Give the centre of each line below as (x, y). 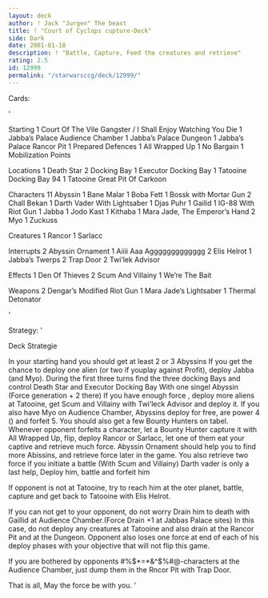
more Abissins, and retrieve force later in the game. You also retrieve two (128, 455)
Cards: (19, 98)
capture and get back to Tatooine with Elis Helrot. (90, 496)
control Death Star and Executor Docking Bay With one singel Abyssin (123, 386)
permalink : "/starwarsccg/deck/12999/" (75, 75)
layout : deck (30, 16)
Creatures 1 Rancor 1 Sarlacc (56, 235)
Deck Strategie (33, 345)
